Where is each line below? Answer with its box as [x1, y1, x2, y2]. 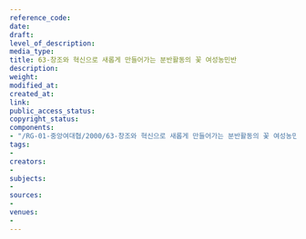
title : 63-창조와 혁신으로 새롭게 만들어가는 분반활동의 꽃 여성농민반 [9, 55, 237, 65]
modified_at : [9, 81, 59, 90]
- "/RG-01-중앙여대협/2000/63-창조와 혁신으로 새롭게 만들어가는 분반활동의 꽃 [9, 132, 270, 141]
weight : [9, 73, 39, 82]
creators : [9, 156, 47, 166]
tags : [9, 140, 30, 149]
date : [9, 22, 30, 31]
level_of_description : [9, 38, 96, 48]
